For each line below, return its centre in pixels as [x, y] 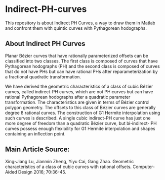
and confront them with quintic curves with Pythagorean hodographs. [76, 28]
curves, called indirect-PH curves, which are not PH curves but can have [79, 91]
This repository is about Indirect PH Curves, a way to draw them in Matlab [80, 23]
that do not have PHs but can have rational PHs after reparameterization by [82, 71]
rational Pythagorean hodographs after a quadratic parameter [68, 97]
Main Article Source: [38, 150]
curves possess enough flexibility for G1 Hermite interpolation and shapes [80, 128]
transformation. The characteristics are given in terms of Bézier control [77, 102]
